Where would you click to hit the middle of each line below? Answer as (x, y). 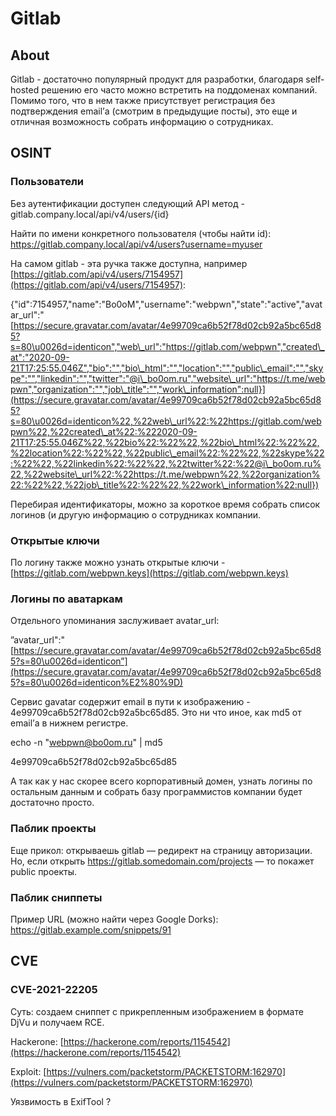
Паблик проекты (53, 829)
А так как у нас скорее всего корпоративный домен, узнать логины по (161, 781)
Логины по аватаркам (66, 599)
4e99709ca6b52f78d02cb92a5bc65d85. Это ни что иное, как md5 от (156, 713)
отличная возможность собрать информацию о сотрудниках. (142, 121)
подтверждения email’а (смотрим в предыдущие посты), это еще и (154, 111)
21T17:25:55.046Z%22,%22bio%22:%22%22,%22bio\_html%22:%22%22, (165, 442)
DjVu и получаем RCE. (57, 1022)
